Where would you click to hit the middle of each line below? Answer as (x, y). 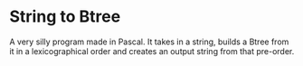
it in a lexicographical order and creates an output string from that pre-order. (152, 51)
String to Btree (65, 17)
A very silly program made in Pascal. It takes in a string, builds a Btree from (149, 42)
